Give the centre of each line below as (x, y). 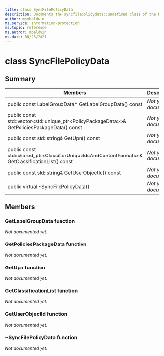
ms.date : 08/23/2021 (26, 37)
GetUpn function (25, 267)
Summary (20, 79)
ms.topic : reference (26, 28)
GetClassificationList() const (40, 161)
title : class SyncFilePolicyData (39, 10)
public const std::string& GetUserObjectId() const (64, 173)
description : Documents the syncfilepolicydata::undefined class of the (81, 14)
